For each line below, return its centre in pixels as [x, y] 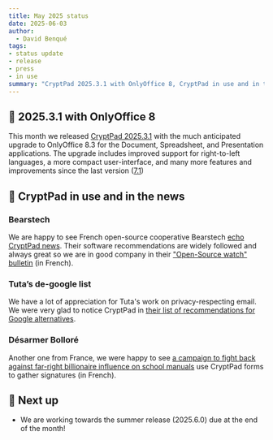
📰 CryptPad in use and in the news [97, 196]
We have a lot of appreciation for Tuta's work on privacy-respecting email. [133, 302]
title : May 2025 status [49, 16]
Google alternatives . [42, 319]
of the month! [43, 429]
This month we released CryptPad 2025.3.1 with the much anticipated [125, 136]
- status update [36, 54]
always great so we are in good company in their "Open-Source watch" [128, 254]
